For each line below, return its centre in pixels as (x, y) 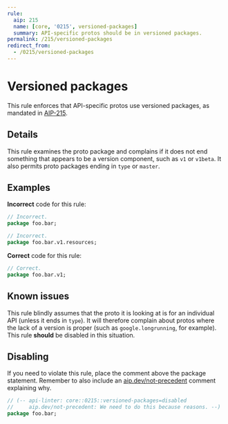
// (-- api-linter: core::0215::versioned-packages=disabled (97, 401)
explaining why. (29, 388)
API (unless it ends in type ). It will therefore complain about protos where (111, 320)
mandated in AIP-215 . (37, 113)
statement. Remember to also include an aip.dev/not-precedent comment (112, 380)
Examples (29, 188)
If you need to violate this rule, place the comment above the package (106, 374)
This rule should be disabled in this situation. (71, 335)
